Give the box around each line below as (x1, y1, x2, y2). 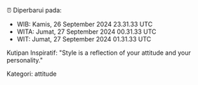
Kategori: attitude (6, 70, 57, 78)
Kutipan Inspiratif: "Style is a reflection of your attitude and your (6, 48, 191, 57)
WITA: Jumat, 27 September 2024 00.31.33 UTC (16, 27, 157, 36)
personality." (6, 56, 44, 64)
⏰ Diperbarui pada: (6, 6, 62, 14)
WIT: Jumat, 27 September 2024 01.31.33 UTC (16, 35, 152, 43)
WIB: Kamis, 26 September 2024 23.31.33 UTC (16, 20, 153, 28)
